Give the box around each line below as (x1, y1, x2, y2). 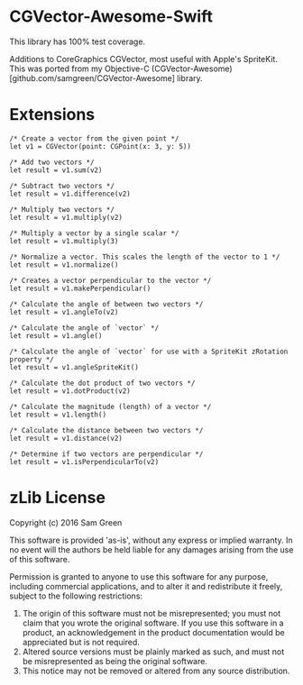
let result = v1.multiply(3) (9, 236, 119, 245)
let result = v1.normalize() (9, 260, 119, 269)
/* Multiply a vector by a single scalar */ (9, 228, 179, 238)
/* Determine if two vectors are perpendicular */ (9, 449, 204, 459)
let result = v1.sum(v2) (9, 165, 103, 175)
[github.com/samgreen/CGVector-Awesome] (9, 72, 176, 83)
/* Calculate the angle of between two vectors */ (9, 299, 204, 308)
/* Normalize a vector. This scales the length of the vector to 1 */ (9, 252, 280, 261)
